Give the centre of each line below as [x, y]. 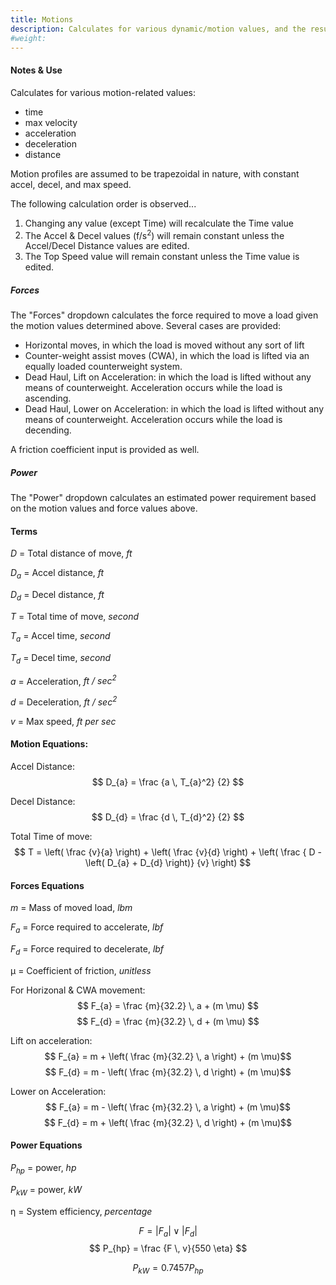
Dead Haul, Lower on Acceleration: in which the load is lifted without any [174, 409]
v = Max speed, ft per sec [63, 721]
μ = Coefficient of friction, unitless [81, 970]
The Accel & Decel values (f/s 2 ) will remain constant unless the [154, 234]
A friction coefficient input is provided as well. [105, 450]
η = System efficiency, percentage [81, 1211]
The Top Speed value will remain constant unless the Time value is [162, 257]
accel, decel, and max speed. [71, 184]
